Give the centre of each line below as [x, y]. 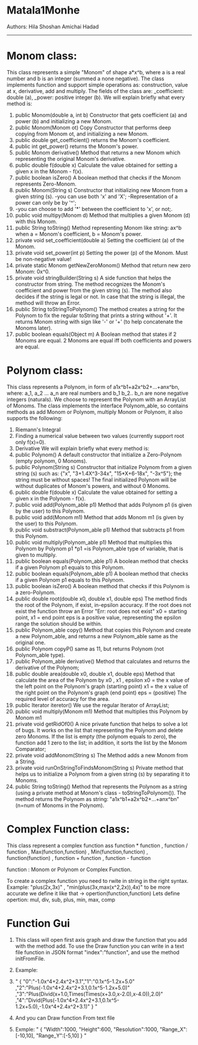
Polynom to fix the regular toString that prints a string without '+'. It [96, 315]
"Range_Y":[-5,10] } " [61, 1036]
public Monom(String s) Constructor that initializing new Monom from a [101, 190]
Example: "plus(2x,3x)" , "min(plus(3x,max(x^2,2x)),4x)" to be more [89, 887]
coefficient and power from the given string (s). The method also [93, 290]
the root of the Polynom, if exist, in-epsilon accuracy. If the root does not [103, 605]
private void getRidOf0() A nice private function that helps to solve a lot [101, 724]
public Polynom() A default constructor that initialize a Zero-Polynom [98, 454]
